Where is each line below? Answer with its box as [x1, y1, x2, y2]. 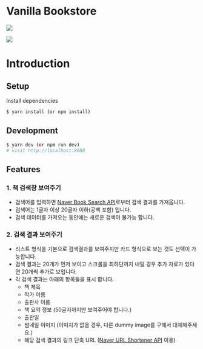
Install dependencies [6, 97, 59, 104]
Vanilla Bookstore [6, 4, 97, 18]
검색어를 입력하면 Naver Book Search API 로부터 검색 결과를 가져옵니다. [15, 199, 185, 206]
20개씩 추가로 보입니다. [21, 268, 77, 275]
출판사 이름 [24, 299, 50, 306]
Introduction [6, 57, 70, 71]
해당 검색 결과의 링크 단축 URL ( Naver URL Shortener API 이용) [24, 336, 176, 344]
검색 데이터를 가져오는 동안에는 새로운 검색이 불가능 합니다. [15, 214, 155, 221]
